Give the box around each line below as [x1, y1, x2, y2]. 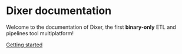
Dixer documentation [6, 4, 112, 18]
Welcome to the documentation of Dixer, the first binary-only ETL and [6, 23, 177, 31]
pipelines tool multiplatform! [6, 29, 74, 36]
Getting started [6, 41, 43, 48]
